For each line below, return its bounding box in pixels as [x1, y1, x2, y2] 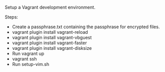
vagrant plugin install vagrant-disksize [12, 45, 92, 51]
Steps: [5, 14, 18, 20]
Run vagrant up [12, 50, 45, 56]
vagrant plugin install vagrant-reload [12, 29, 88, 35]
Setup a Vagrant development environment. [5, 5, 96, 10]
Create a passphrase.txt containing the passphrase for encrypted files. [12, 24, 160, 30]
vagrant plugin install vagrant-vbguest [12, 35, 92, 40]
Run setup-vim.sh [12, 61, 49, 67]
